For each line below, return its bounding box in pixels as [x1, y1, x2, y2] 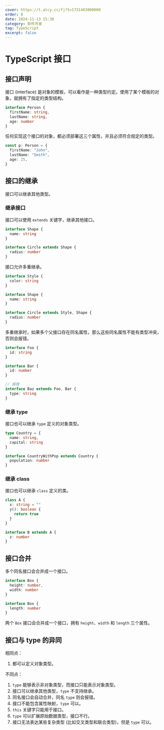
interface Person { [5, 105, 46, 110]
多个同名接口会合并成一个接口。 [5, 568, 70, 574]
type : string [9, 391, 37, 396]
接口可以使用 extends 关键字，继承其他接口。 [5, 217, 97, 223]
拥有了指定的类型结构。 [18, 95, 66, 101]
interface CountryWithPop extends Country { [5, 454, 99, 459]
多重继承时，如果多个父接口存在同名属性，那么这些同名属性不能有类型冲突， [5, 329, 162, 335]
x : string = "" [9, 502, 41, 507]
